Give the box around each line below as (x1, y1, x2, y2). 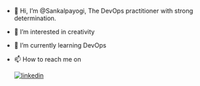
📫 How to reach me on (13, 55, 81, 63)
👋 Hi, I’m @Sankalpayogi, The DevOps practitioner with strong (13, 7, 194, 15)
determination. (13, 14, 57, 22)
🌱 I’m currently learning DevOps (13, 41, 107, 49)
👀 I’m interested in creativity (13, 28, 95, 36)
